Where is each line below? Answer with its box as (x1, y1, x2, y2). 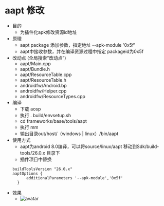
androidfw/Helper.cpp (20, 88, 67, 94)
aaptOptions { (12, 171, 43, 176)
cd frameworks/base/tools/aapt (20, 118, 87, 124)
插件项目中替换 (20, 156, 52, 162)
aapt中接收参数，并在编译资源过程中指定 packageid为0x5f (20, 48, 144, 54)
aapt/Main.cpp (20, 60, 51, 67)
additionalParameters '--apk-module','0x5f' (26, 175, 123, 180)
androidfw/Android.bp (20, 82, 67, 88)
